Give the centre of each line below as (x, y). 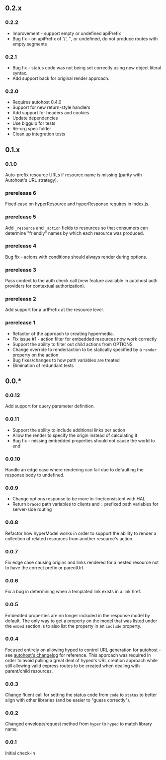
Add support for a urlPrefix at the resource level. (55, 310)
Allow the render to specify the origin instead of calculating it (75, 435)
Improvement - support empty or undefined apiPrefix (67, 33)
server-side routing (32, 509)
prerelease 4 (21, 246)
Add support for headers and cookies (51, 113)
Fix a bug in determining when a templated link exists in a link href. (73, 592)
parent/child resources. (29, 671)
